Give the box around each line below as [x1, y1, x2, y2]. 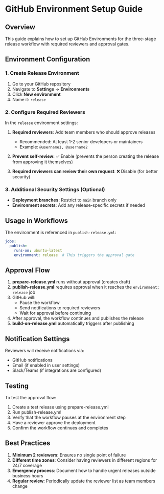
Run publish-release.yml [12, 409, 62, 415]
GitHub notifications [12, 357, 53, 363]
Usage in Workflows [5, 216, 68, 225]
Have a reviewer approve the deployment [12, 420, 95, 426]
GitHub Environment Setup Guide [5, 3, 143, 15]
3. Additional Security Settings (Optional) [5, 186, 105, 193]
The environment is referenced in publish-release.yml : [5, 230, 117, 236]
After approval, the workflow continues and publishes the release [12, 315, 144, 321]
